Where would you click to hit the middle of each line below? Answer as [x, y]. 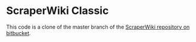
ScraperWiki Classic [57, 11]
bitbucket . [18, 33]
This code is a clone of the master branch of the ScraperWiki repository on [98, 27]
